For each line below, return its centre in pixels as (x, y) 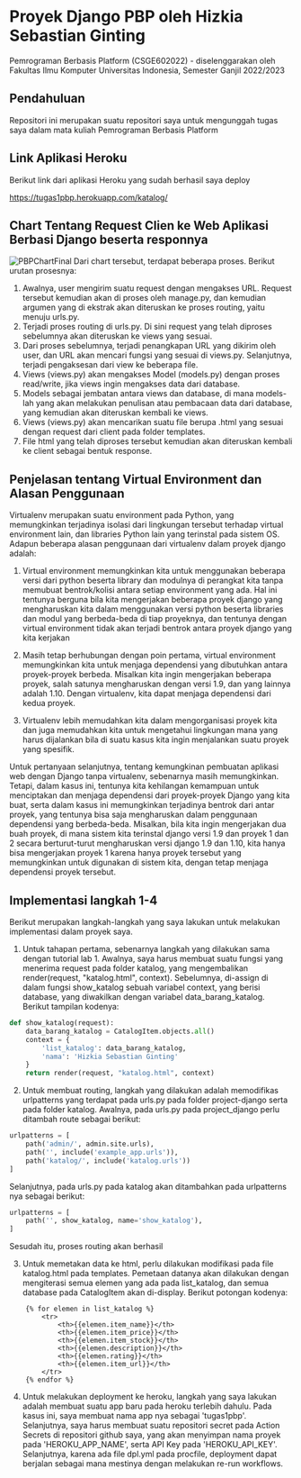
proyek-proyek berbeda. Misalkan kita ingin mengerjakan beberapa (147, 675)
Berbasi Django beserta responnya (109, 239)
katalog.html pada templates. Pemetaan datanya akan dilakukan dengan (155, 1274)
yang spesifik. (48, 749)
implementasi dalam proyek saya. (71, 931)
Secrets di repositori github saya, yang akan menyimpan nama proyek (151, 1435)
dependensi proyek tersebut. (63, 872)
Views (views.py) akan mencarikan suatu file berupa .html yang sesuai (153, 422)
